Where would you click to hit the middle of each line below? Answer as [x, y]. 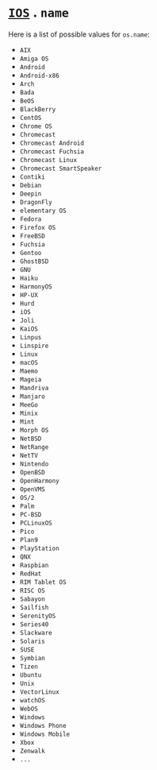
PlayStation [39, 548]
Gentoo [31, 253]
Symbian [32, 658]
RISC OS [32, 590]
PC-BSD [31, 515]
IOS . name [39, 12]
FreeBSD [32, 236]
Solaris [32, 641]
